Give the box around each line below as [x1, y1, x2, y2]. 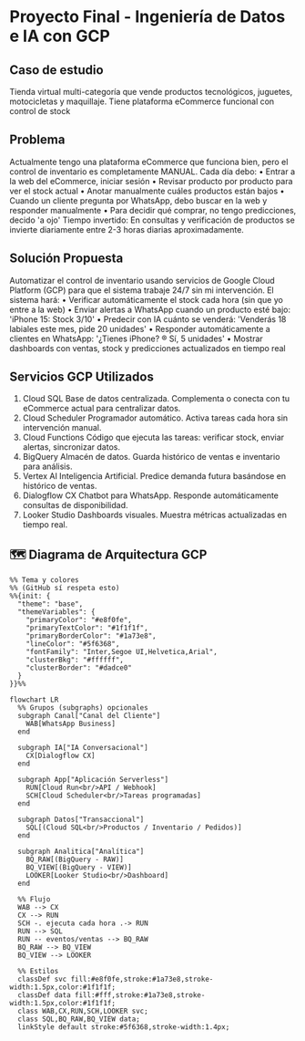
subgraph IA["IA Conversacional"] [17, 744, 148, 753]
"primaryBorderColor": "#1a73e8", [25, 631, 157, 640]
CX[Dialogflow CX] [25, 751, 96, 761]
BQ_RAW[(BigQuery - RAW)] [25, 855, 125, 864]
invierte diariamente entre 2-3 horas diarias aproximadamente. [9, 224, 244, 234]
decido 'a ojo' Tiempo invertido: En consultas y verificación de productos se [9, 214, 296, 225]
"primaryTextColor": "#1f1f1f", [25, 623, 148, 633]
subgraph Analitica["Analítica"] [17, 847, 145, 857]
